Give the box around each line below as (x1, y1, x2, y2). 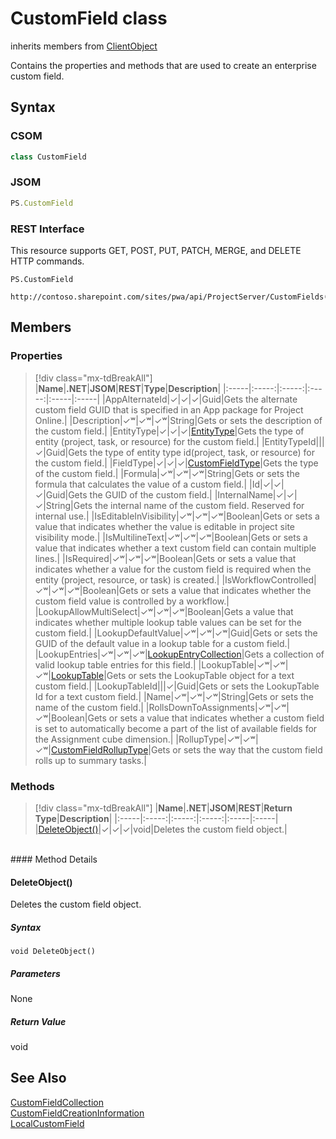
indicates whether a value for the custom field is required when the (34, 563, 312, 575)
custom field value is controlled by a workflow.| (34, 595, 230, 607)
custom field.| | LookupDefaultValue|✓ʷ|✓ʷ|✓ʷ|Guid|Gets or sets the (34, 627, 318, 639)
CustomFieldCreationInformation (10, 1107, 145, 1119)
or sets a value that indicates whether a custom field (108, 712, 325, 724)
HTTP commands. (10, 255, 85, 267)
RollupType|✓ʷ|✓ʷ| (178, 733, 259, 745)
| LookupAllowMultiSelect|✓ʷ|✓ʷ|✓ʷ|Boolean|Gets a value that (34, 605, 294, 617)
